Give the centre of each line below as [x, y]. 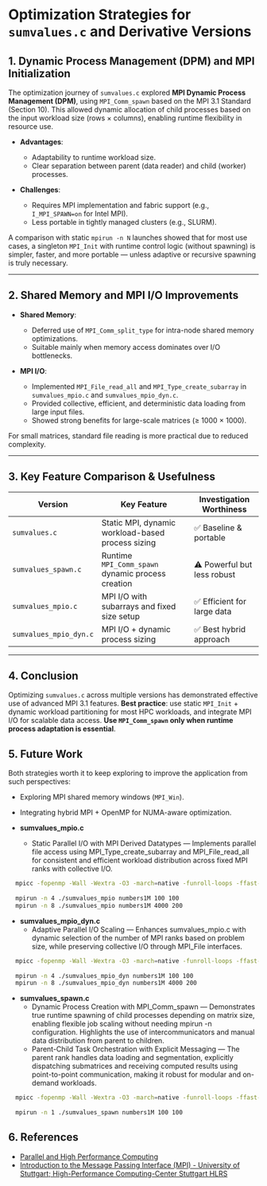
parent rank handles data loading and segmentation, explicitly [133, 1058]
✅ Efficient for [220, 601]
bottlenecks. [52, 355]
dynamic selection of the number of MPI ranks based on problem [138, 937]
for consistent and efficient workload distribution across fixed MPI [139, 860]
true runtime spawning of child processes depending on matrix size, [143, 1015]
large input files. [58, 411]
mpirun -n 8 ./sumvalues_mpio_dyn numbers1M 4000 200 [106, 983]
